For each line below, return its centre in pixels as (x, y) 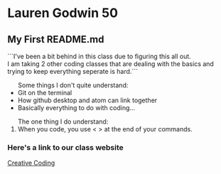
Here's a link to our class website (66, 147)
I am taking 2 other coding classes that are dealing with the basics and (111, 64)
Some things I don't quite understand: (73, 85)
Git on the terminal (45, 93)
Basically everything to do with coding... (76, 108)
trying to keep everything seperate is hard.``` (73, 71)
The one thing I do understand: (63, 121)
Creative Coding (31, 163)
